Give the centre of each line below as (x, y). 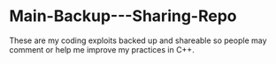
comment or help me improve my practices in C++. (102, 49)
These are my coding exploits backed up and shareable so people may (138, 40)
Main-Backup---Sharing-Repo (123, 16)
